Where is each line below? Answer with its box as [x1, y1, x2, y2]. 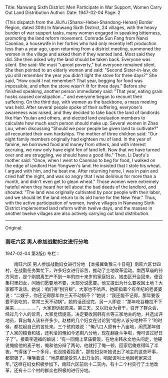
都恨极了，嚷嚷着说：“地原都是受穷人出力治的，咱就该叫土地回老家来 [5, 355, 147, 361]
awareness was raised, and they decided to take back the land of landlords [5, 109, 160, 115]
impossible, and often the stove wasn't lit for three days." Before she [5, 83, 146, 89]
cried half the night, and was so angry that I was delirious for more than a [5, 173, 156, 179]
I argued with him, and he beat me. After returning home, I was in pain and [5, 168, 158, 174]
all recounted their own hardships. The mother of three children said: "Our [5, 131, 157, 136]
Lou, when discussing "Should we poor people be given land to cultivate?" [5, 125, 158, 131]
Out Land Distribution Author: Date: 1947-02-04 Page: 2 [5, 9, 121, 15]
